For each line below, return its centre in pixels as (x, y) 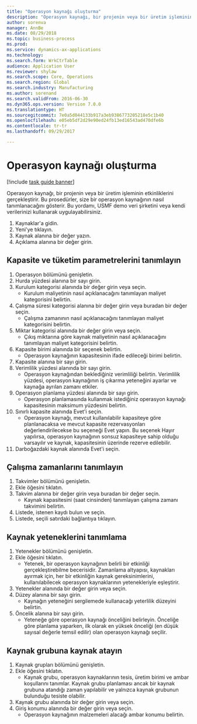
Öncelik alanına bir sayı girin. (50, 614)
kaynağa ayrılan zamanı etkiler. (61, 386)
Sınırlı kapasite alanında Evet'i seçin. (59, 412)
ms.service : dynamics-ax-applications (54, 50)
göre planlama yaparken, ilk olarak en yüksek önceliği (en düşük (101, 626)
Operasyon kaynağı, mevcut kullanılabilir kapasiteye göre (92, 417)
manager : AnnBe (25, 28)
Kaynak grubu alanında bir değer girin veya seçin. (75, 702)
